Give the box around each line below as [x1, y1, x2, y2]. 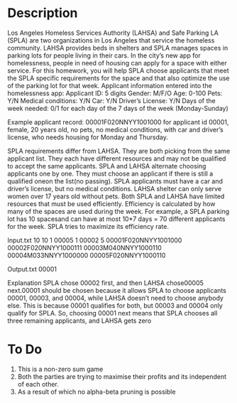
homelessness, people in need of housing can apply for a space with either [7, 58, 227, 67]
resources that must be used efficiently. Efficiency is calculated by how [7, 199, 216, 208]
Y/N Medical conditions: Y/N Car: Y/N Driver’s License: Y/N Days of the [7, 96, 216, 104]
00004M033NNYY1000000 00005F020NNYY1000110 [7, 251, 166, 259]
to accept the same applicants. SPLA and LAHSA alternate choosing [7, 161, 206, 170]
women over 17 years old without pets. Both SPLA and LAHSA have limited [7, 192, 225, 200]
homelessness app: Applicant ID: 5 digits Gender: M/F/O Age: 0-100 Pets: [7, 89, 223, 97]
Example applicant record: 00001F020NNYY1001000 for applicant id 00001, [7, 117, 229, 126]
